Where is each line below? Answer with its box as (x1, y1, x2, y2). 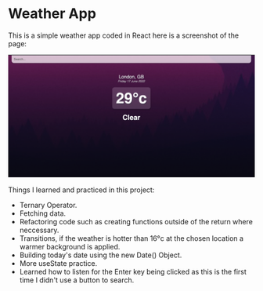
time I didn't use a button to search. (19, 275, 135, 285)
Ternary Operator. (19, 200, 77, 209)
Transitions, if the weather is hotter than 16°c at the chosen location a (19, 233, 244, 243)
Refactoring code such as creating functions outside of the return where (19, 216, 253, 226)
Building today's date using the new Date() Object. (19, 250, 182, 260)
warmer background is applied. (19, 242, 121, 251)
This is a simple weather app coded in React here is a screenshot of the (8, 31, 240, 40)
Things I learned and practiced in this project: (8, 185, 155, 195)
